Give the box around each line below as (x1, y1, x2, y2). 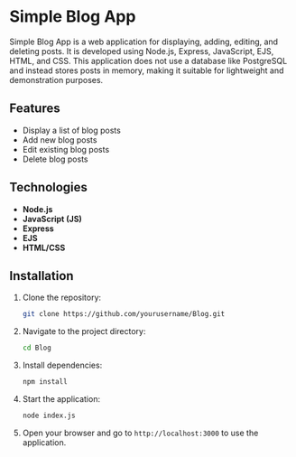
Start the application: (22, 394, 101, 404)
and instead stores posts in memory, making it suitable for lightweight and (9, 65, 284, 76)
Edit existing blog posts (22, 144, 110, 154)
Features (9, 101, 60, 117)
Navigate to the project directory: (22, 326, 146, 337)
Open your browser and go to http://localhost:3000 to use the (22, 427, 259, 438)
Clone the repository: (22, 292, 102, 303)
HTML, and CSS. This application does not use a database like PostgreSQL (9, 55, 288, 66)
